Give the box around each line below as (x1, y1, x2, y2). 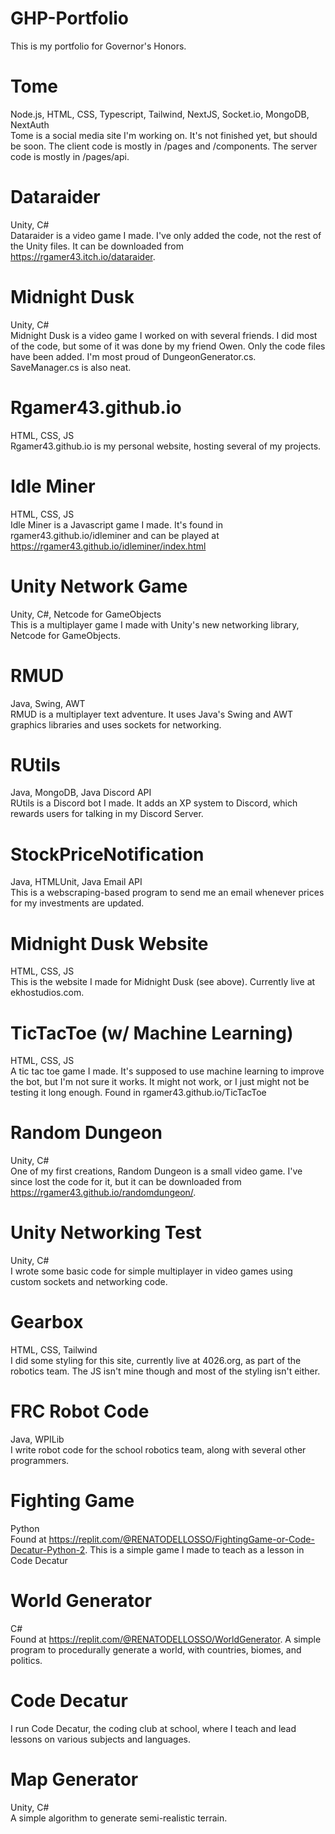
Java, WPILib (10, 1433, 65, 1445)
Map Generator (10, 1768, 139, 1791)
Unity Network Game (10, 575, 188, 597)
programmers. (10, 1455, 70, 1466)
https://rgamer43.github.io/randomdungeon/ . (10, 1187, 197, 1199)
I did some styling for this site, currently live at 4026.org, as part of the (10, 1355, 302, 1367)
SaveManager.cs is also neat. (10, 361, 132, 373)
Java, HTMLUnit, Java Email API (10, 876, 143, 888)
